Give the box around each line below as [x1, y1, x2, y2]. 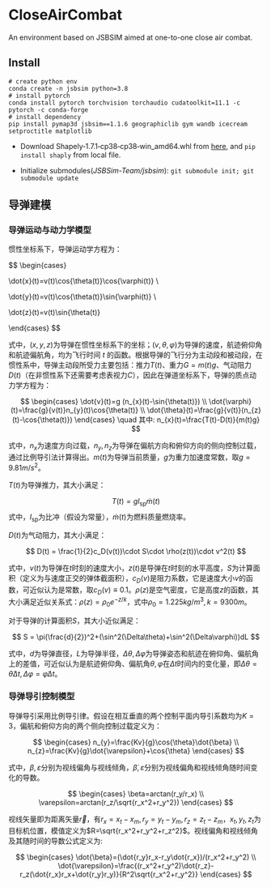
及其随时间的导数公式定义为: [8, 836, 104, 846]
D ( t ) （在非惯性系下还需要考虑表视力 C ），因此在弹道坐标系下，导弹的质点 [8, 370, 250, 380]
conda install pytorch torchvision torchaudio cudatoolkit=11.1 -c [8, 99, 241, 107]
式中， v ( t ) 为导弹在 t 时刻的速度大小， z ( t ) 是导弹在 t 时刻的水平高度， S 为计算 [8, 563, 253, 573]
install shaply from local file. [19, 150, 121, 160]
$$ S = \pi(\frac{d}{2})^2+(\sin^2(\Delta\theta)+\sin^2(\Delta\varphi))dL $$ [11, 632, 260, 642]
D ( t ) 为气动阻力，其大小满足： [8, 531, 107, 540]
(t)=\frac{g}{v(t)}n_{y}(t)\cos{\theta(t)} [11, 405, 139, 415]
